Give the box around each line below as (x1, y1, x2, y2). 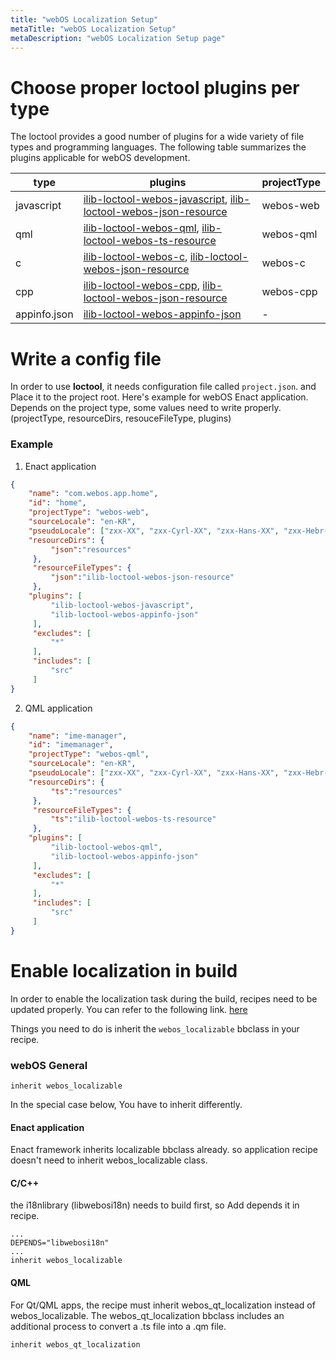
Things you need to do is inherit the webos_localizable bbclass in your (10, 1022, 300, 1035)
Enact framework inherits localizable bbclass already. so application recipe (10, 1144, 318, 1156)
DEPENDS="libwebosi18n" (10, 1238, 110, 1248)
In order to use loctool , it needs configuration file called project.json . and (10, 381, 317, 393)
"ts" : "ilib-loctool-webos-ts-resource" (50, 814, 217, 825)
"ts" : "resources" (50, 786, 123, 796)
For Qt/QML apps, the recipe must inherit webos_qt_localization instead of (10, 1299, 316, 1311)
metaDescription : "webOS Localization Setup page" (10, 33, 226, 43)
